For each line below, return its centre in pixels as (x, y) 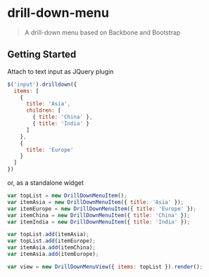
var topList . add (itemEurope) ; (52, 241)
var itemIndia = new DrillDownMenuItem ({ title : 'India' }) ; (99, 222)
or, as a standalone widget (46, 183)
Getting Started (42, 54)
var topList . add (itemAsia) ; (49, 234)
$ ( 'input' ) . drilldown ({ (42, 84)
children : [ (43, 110)
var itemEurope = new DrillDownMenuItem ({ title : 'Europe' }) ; (102, 209)
